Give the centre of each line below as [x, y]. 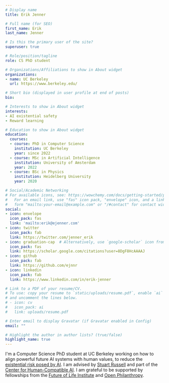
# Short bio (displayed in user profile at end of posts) [67, 93]
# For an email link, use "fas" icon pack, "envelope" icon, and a [80, 200]
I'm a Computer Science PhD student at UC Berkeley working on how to [80, 354]
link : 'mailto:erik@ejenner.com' [45, 223]
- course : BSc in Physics [37, 172]
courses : [19, 139]
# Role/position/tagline [31, 56]
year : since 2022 [32, 153]
